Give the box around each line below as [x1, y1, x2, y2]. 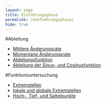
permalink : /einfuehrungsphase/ [5, 17, 74, 22]
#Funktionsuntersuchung [5, 72, 58, 78]
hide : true [5, 22, 29, 27]
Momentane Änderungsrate [12, 51, 71, 57]
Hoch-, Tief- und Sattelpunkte [12, 93, 76, 99]
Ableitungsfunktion [12, 57, 53, 63]
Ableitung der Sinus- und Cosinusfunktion [12, 62, 101, 68]
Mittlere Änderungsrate [12, 46, 62, 52]
